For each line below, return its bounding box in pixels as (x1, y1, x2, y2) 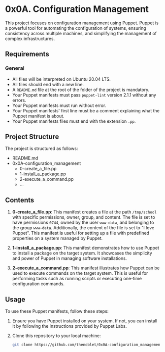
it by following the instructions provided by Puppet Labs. (12, 323, 127, 329)
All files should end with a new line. (12, 81, 84, 87)
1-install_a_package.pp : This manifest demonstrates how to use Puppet (12, 245, 159, 251)
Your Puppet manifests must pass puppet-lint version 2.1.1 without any (12, 92, 157, 98)
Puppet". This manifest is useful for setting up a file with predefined (12, 230, 149, 236)
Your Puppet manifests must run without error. (12, 102, 106, 108)
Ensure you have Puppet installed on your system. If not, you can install (12, 318, 158, 324)
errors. (12, 97, 26, 103)
